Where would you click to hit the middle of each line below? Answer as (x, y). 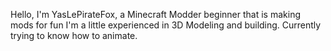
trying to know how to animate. (74, 35)
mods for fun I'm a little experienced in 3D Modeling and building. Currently (166, 25)
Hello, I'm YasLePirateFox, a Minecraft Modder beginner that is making (155, 14)
